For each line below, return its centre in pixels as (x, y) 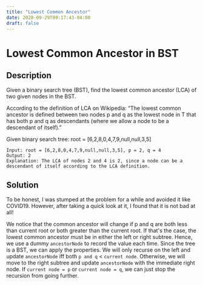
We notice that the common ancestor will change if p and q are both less (97, 224)
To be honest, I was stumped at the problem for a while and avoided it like (98, 199)
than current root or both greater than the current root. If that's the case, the (101, 230)
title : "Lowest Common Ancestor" (48, 12)
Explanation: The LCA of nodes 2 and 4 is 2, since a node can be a (95, 161)
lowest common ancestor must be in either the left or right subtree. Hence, (99, 237)
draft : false (23, 23)
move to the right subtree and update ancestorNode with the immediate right (101, 263)
